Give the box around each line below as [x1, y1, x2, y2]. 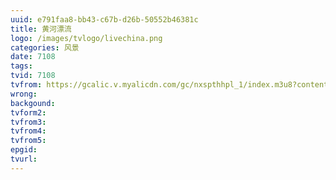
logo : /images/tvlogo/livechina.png [10, 33, 163, 43]
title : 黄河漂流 [10, 24, 72, 34]
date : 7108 [10, 52, 56, 62]
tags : [10, 61, 33, 71]
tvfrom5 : [10, 136, 47, 146]
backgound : [10, 98, 56, 108]
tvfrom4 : [10, 126, 47, 136]
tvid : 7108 [10, 71, 56, 81]
